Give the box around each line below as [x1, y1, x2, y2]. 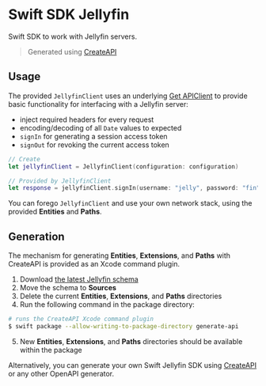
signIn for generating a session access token [19, 131, 168, 141]
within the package [19, 345, 82, 354]
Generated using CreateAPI [27, 47, 117, 56]
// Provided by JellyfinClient [8, 176, 112, 185]
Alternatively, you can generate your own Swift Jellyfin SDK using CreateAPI [8, 360, 257, 369]
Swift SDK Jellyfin [8, 6, 130, 24]
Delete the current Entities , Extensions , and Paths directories [19, 291, 222, 301]
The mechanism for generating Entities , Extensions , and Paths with [8, 251, 231, 260]
